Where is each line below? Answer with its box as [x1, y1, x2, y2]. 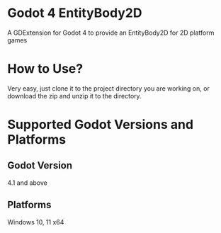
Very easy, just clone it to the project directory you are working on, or [7, 84, 210, 93]
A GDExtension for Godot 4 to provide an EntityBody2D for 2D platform [7, 28, 215, 37]
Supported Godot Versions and [7, 117, 193, 132]
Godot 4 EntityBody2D [7, 5, 142, 21]
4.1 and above [7, 178, 47, 187]
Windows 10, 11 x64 [7, 217, 64, 226]
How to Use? [7, 61, 84, 77]
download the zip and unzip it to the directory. [7, 91, 142, 100]
